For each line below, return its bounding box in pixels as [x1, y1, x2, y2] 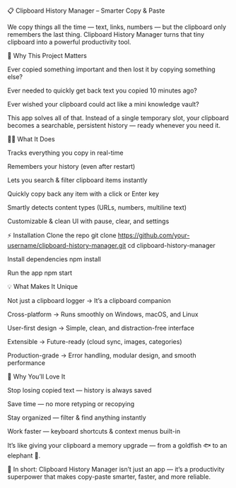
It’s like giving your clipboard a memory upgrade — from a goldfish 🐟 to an [7, 441, 228, 449]
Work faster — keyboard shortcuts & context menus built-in [7, 427, 181, 435]
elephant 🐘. [7, 451, 41, 460]
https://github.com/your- [117, 231, 190, 239]
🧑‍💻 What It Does [7, 135, 55, 143]
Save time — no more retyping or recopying [7, 400, 135, 408]
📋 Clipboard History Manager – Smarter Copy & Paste [7, 6, 165, 15]
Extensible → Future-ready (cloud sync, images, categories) [7, 338, 182, 345]
